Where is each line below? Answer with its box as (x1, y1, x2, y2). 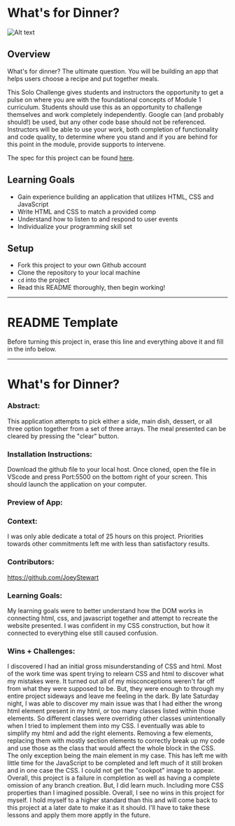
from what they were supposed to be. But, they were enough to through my (7, 685, 225, 693)
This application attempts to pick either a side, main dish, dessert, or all (7, 416, 213, 425)
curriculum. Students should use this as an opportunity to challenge (7, 103, 203, 111)
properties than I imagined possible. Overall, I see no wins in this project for (7, 789, 225, 797)
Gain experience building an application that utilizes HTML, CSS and (17, 192, 215, 201)
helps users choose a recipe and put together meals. (7, 74, 159, 83)
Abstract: (7, 401, 41, 411)
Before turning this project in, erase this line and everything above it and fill (7, 337, 224, 346)
